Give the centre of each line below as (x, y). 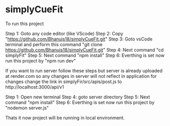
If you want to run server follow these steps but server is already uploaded (84, 71)
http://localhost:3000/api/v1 (35, 87)
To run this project (25, 24)
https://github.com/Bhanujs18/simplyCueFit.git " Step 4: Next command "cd (84, 50)
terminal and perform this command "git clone (54, 44)
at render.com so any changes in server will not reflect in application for (81, 76)
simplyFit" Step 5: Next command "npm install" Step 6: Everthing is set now (85, 55)
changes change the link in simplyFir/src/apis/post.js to (63, 81)
